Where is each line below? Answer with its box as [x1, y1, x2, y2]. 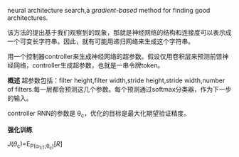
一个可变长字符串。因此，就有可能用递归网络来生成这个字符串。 [7, 37, 194, 45]
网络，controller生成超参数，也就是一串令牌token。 [13, 61, 164, 70]
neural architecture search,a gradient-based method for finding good [7, 6, 211, 14]
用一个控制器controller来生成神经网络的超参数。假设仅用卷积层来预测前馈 [7, 53, 223, 60]
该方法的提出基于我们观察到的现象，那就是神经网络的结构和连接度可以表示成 [7, 28, 232, 36]
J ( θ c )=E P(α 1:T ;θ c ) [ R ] [7, 139, 63, 151]
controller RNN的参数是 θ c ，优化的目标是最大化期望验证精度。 [7, 109, 191, 119]
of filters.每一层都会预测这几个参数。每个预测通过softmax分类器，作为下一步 [7, 85, 232, 93]
